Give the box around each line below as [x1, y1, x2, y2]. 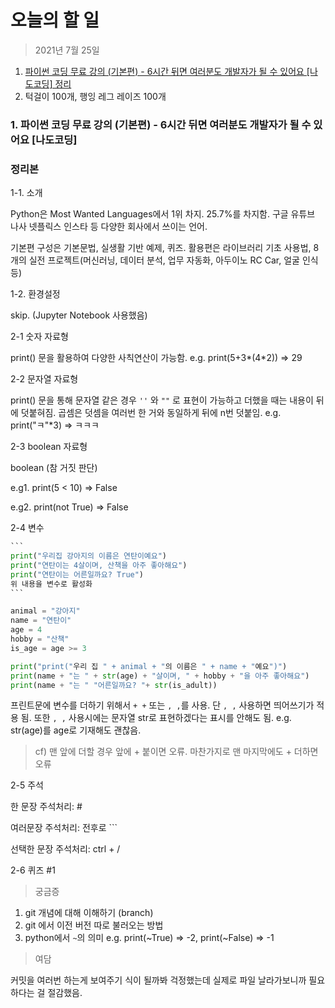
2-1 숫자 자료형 [10, 331, 69, 343]
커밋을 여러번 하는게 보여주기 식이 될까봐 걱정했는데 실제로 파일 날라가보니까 [10, 974, 307, 986]
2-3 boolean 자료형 [10, 441, 88, 453]
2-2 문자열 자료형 [10, 373, 79, 385]
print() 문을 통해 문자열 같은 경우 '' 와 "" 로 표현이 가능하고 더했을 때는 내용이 [10, 394, 314, 406]
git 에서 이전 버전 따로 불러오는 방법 [24, 919, 164, 931]
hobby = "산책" [10, 634, 70, 645]
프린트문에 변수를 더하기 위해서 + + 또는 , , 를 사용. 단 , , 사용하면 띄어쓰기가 [10, 699, 315, 711]
